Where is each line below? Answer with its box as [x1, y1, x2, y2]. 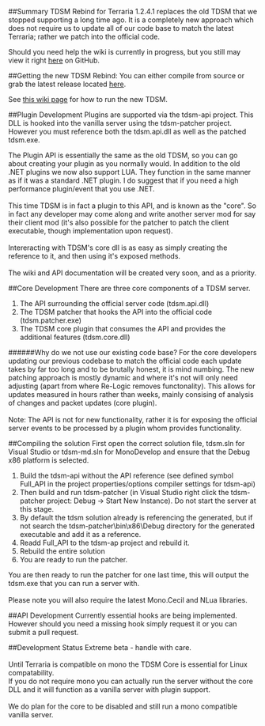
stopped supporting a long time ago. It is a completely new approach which [8, 15, 255, 25]
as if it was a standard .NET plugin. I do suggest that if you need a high [8, 176, 239, 185]
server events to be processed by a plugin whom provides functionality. [8, 423, 242, 433]
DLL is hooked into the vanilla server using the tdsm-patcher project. [8, 119, 232, 127]
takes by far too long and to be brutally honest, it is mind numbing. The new [8, 365, 255, 374]
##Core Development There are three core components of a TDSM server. [8, 284, 251, 293]
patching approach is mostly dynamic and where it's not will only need [8, 373, 238, 382]
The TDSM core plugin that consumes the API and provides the [19, 324, 226, 333]
